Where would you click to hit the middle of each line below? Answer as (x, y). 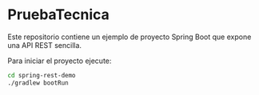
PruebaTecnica (58, 15)
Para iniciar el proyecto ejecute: (60, 61)
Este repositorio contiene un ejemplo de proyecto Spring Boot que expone (129, 37)
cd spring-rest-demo (42, 75)
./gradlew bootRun (38, 83)
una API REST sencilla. (44, 45)
